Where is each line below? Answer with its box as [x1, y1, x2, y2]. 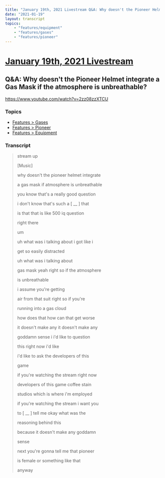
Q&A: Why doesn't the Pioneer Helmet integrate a [5, 75, 160, 84]
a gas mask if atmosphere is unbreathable [17, 182, 102, 188]
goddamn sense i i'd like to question [17, 334, 90, 340]
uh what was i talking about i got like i [17, 239, 93, 245]
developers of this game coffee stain [17, 382, 92, 388]
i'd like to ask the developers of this [17, 353, 89, 359]
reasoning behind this [17, 420, 61, 425]
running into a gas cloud [17, 306, 66, 311]
